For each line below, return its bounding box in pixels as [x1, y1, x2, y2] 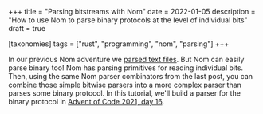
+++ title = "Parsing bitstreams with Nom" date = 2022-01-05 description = [8, 7, 257, 16]
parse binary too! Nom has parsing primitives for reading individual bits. [8, 63, 244, 73]
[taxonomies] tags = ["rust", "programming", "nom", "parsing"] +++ [8, 39, 230, 49]
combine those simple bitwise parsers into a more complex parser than [8, 80, 241, 89]
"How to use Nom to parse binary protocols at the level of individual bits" [8, 15, 249, 25]
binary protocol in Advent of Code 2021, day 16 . [8, 97, 165, 106]
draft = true [8, 24, 46, 33]
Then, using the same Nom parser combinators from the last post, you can [8, 72, 253, 81]
